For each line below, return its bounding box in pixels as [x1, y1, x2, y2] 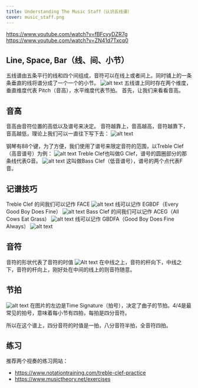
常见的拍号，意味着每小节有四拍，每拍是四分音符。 [6, 309, 130, 316]
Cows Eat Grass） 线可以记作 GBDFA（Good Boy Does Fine [6, 215, 175, 222]
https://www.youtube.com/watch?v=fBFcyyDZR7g [6, 30, 128, 37]
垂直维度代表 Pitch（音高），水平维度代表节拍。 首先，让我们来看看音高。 [6, 87, 184, 94]
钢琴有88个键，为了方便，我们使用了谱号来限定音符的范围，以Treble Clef [6, 143, 184, 150]
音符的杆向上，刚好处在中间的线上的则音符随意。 [16, 266, 136, 273]
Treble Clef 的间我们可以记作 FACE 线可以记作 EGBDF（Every [6, 201, 179, 208]
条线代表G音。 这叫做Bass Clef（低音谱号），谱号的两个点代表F [6, 157, 183, 164]
